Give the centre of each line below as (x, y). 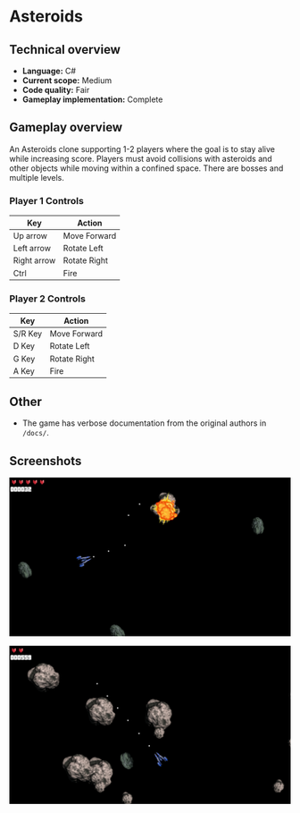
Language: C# (49, 71)
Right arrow (34, 260)
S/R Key (28, 334)
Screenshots (46, 461)
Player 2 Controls (48, 299)
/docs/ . (35, 433)
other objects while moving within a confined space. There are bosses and (146, 168)
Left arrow (32, 249)
